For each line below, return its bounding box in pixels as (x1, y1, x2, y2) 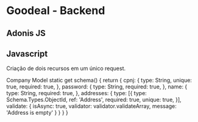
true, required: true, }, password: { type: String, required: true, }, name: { (6, 83, 188, 90)
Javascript (6, 48, 48, 59)
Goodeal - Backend (6, 4, 105, 18)
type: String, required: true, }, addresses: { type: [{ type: (6, 90, 147, 97)
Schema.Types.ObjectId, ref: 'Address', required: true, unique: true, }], (6, 96, 182, 104)
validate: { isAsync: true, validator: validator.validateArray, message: (6, 102, 177, 110)
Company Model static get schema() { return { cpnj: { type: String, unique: (6, 77, 192, 84)
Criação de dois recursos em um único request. (6, 65, 126, 72)
